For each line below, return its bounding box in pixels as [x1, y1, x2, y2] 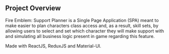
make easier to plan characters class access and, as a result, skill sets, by [5, 22, 159, 28]
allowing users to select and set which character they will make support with [5, 27, 164, 34]
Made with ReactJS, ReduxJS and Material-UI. [5, 42, 102, 49]
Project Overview [5, 4, 61, 12]
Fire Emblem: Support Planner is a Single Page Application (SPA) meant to [5, 17, 159, 23]
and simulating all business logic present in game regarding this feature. [5, 33, 155, 39]
